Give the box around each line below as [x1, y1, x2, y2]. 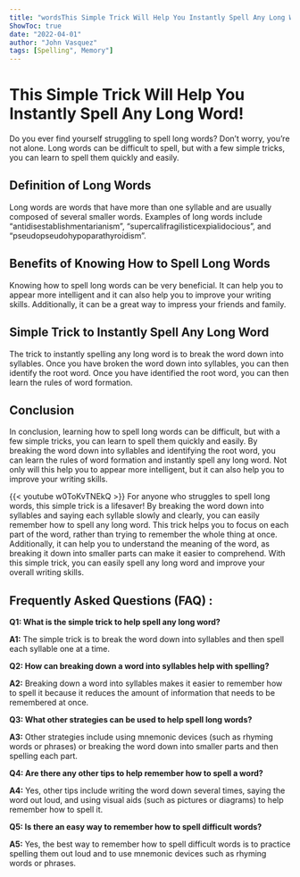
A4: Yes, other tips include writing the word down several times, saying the [9, 785, 286, 796]
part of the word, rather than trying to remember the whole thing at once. [9, 529, 279, 540]
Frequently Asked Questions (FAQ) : [9, 593, 213, 608]
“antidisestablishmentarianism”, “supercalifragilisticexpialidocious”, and [9, 221, 271, 231]
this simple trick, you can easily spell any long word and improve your [9, 557, 265, 568]
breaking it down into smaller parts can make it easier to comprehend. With [9, 548, 286, 559]
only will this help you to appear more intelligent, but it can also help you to [9, 464, 285, 475]
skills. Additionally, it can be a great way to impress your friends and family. [9, 298, 287, 309]
